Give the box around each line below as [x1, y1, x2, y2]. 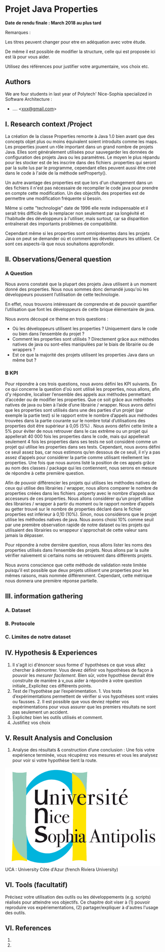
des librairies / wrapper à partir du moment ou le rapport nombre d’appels [5, 500, 155, 506]
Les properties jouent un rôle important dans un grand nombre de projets [5, 143, 154, 149]
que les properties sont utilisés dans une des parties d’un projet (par [5, 407, 144, 413]
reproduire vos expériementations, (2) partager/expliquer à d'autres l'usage [5, 904, 159, 910]
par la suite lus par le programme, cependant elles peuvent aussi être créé [5, 165, 156, 171]
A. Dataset [5, 607, 31, 614]
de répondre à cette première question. [5, 470, 85, 476]
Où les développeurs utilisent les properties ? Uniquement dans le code [12, 325, 158, 332]
